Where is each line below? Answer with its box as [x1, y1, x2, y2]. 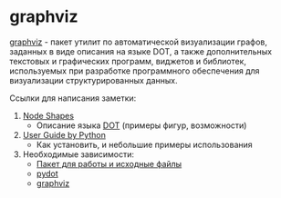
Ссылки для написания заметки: [9, 93, 137, 104]
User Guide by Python [22, 129, 107, 140]
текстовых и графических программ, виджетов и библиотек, [9, 55, 246, 66]
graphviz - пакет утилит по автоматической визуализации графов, [9, 36, 267, 47]
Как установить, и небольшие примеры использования [36, 139, 253, 150]
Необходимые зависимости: [22, 148, 135, 160]
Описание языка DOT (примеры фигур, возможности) [36, 120, 247, 131]
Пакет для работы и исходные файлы [36, 158, 182, 169]
